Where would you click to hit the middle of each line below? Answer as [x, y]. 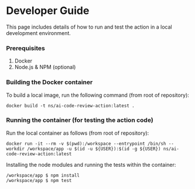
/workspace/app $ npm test [39, 180]
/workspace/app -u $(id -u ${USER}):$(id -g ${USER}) [94, 149]
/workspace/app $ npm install [43, 175]
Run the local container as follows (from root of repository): [78, 133]
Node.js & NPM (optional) [45, 67]
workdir [16, 149]
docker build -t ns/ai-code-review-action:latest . [70, 106]
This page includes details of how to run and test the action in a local [89, 27]
